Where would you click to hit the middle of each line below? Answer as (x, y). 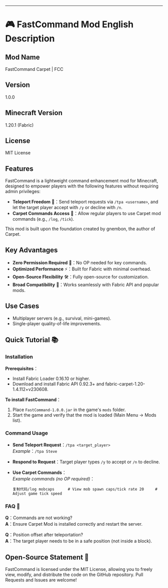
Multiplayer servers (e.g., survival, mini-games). (62, 318)
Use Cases (22, 306)
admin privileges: (23, 191)
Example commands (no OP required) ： (53, 478)
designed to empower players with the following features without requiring (82, 186)
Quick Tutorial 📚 (32, 340)
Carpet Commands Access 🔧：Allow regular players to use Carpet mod (86, 214)
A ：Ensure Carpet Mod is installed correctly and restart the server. (74, 524)
